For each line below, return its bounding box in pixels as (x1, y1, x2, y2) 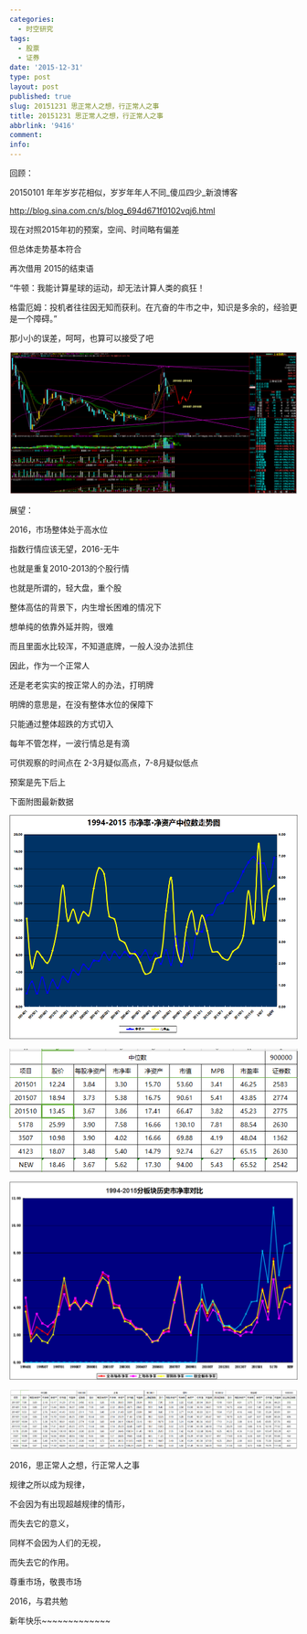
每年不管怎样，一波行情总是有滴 (9, 738, 130, 749)
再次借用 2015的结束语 (9, 263, 94, 273)
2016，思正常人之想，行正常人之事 (9, 1459, 140, 1470)
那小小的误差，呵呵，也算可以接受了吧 (9, 333, 153, 343)
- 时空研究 (17, 24, 54, 34)
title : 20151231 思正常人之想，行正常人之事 (9, 111, 164, 121)
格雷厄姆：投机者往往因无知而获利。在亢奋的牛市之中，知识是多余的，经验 (9, 302, 290, 313)
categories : (9, 15, 55, 24)
